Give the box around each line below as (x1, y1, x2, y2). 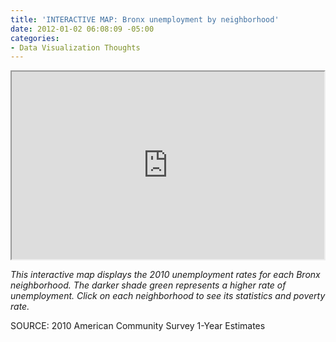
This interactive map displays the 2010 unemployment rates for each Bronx (10, 269, 321, 281)
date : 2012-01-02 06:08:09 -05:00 (10, 24, 155, 34)
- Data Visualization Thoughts (10, 42, 141, 53)
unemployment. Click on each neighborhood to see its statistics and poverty (10, 290, 326, 302)
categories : (10, 33, 60, 43)
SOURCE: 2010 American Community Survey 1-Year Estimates (10, 320, 266, 332)
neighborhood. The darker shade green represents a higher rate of (10, 279, 287, 291)
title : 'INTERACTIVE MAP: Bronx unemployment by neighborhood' (10, 14, 280, 25)
